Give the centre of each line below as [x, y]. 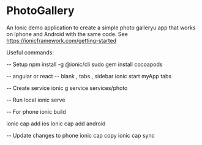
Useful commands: [30, 52]
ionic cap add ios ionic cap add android [56, 124]
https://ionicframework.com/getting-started [62, 40]
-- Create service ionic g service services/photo [67, 88]
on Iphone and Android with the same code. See [67, 34]
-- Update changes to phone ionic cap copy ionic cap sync [80, 135]
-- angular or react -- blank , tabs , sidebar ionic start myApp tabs [89, 76]
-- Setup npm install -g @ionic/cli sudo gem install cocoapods [84, 64]
